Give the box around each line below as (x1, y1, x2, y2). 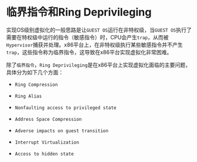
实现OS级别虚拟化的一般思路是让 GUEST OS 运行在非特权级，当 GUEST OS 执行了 (6, 26, 192, 33)
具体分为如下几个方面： (6, 68, 64, 76)
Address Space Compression (14, 116, 82, 122)
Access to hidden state (14, 151, 74, 157)
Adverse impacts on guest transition (14, 127, 109, 134)
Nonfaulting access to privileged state (14, 105, 117, 111)
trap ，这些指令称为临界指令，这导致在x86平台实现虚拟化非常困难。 (6, 48, 173, 55)
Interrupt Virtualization (14, 139, 79, 145)
